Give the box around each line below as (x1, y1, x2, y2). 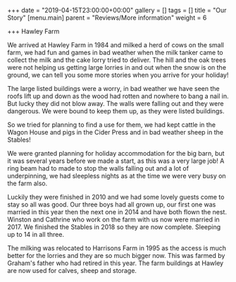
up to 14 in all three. (7, 231, 65, 238)
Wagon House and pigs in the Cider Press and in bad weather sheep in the (7, 128, 224, 136)
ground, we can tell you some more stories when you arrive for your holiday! (7, 70, 229, 79)
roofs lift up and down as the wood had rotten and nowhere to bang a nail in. (7, 92, 229, 100)
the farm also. (7, 179, 48, 188)
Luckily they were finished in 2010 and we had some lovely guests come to (7, 193, 225, 201)
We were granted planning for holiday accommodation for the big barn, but (7, 149, 225, 157)
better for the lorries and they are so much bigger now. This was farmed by (7, 252, 225, 259)
